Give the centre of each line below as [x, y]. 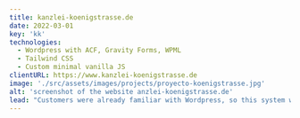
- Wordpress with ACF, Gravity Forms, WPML [99, 51]
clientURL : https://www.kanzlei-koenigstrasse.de [104, 75]
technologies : [36, 42]
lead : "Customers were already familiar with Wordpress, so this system [147, 100]
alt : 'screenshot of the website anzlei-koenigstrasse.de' [121, 91]
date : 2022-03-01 [42, 26]
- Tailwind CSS [46, 59]
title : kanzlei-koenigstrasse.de [71, 17]
